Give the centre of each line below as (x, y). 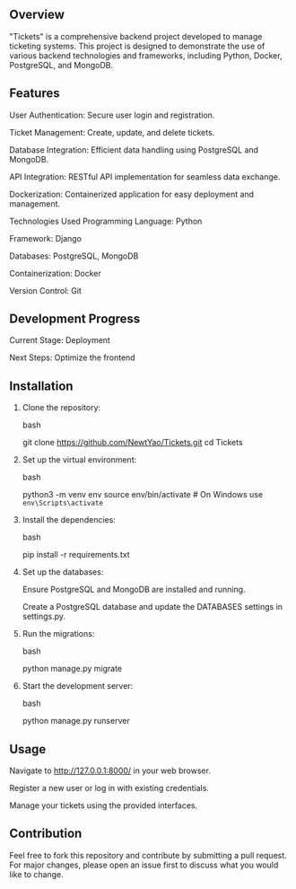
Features (35, 93)
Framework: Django (46, 238)
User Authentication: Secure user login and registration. (112, 115)
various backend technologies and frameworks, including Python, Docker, (146, 55)
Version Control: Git (46, 290)
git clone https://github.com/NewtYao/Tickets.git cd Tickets (133, 443)
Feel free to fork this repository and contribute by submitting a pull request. (148, 855)
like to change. (37, 874)
